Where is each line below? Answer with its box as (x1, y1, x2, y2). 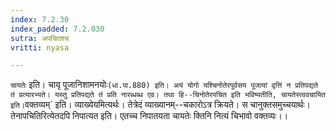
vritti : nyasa (10, 42, 70, 53)
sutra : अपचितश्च (10, 33, 70, 43)
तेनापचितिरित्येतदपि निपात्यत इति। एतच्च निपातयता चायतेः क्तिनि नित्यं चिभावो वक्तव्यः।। (10, 110, 289, 122)
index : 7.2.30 (10, 14, 70, 25)
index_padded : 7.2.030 (10, 24, 105, 34)
